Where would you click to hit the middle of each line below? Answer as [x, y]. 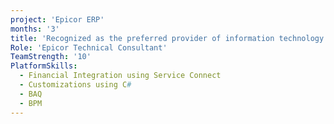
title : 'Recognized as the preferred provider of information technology [167, 38]
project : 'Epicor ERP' [57, 19]
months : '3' [35, 29]
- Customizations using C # [75, 85]
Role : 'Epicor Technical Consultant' [89, 47]
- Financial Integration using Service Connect [120, 76]
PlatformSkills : [44, 66]
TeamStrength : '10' [51, 57]
